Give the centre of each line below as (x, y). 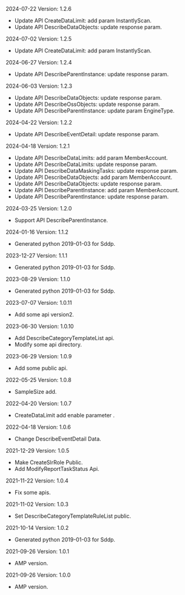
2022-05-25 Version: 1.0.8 (39, 380)
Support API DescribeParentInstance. (61, 220)
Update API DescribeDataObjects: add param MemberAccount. (93, 177)
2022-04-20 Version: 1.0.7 (39, 403)
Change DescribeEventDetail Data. (58, 439)
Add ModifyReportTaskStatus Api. (57, 469)
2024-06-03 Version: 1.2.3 (39, 86)
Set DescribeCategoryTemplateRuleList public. (73, 516)
